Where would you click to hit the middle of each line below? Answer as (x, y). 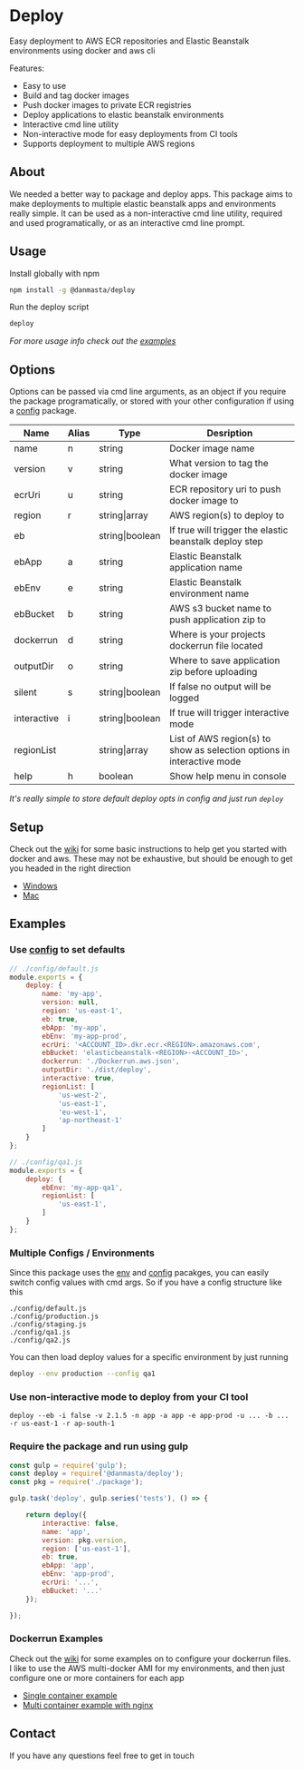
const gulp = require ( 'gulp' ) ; (68, 1465)
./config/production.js (54, 1316)
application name (205, 568)
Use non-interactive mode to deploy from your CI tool (129, 1396)
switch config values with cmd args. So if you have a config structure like (146, 1282)
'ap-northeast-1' (90, 1120)
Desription (230, 434)
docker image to (204, 501)
